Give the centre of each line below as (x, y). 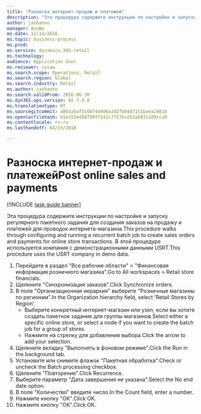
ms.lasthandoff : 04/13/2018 (42, 128)
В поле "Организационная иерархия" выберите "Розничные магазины (105, 291)
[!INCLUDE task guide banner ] (44, 204)
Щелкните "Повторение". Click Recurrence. (69, 373)
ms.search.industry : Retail (42, 84)
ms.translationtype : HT (36, 106)
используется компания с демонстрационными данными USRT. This (94, 247)
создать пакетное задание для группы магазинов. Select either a (106, 316)
